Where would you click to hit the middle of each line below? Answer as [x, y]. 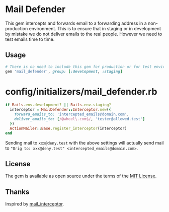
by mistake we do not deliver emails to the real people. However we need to [84, 34]
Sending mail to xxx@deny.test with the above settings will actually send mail [84, 143]
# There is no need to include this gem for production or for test [78, 66]
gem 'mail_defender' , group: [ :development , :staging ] [64, 72]
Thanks [17, 192]
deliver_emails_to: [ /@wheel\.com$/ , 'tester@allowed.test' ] [79, 119]
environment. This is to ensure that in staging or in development [95, 28]
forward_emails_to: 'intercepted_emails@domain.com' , [72, 114]
